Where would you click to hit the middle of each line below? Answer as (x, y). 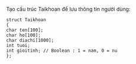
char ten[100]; (25, 30)
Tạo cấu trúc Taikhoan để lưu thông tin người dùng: (68, 9)
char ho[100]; (24, 35)
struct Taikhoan (26, 20)
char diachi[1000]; (30, 41)
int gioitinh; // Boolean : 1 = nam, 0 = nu (62, 50)
